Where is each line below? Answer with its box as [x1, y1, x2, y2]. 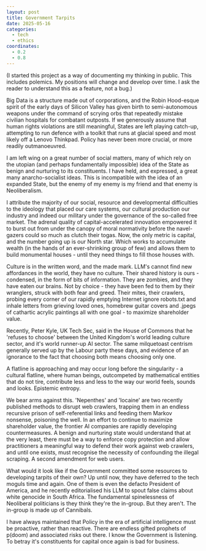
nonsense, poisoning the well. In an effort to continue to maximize [6, 416, 173, 423]
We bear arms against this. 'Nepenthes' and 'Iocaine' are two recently [6, 396, 183, 404]
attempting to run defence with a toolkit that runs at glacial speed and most [6, 129, 196, 136]
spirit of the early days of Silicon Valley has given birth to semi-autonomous [6, 103, 198, 111]
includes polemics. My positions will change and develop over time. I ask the [6, 78, 200, 85]
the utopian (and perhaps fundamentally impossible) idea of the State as [6, 160, 189, 168]
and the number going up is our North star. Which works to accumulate [6, 238, 186, 245]
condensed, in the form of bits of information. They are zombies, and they [6, 276, 193, 283]
